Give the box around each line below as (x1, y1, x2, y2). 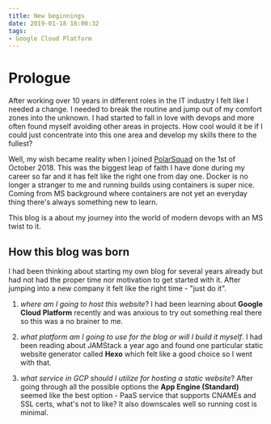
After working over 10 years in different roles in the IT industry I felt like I (8, 96, 249, 106)
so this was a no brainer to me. (19, 317, 124, 325)
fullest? (8, 139, 33, 149)
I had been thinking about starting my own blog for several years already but (8, 267, 263, 275)
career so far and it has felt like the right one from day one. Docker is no (8, 171, 248, 182)
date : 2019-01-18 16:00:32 (8, 19, 100, 27)
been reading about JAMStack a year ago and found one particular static (19, 341, 264, 350)
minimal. (19, 408, 49, 417)
